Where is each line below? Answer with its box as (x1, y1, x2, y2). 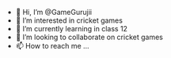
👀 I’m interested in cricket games (15, 16, 123, 25)
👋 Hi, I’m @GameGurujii (15, 8, 93, 16)
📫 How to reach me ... (15, 42, 89, 50)
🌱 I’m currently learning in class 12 (15, 24, 128, 33)
